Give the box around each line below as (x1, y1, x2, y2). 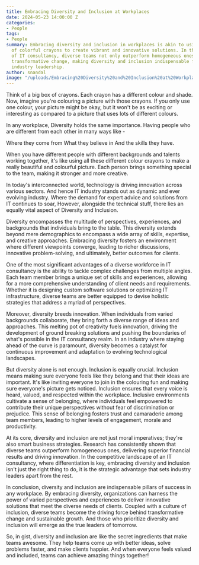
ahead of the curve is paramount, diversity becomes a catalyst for (6, 342, 168, 349)
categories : (6, 20, 36, 26)
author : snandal (6, 69, 46, 75)
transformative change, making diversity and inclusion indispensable (11, 58, 190, 64)
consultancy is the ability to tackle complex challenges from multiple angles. (6, 268, 192, 275)
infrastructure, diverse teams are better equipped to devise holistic (6, 293, 169, 300)
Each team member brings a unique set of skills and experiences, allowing (6, 274, 188, 281)
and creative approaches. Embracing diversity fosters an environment (6, 237, 176, 244)
